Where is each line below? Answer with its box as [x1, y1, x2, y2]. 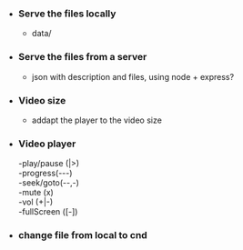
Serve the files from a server [17, 51, 147, 64]
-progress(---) [17, 167, 73, 179]
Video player [17, 137, 76, 150]
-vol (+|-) [17, 196, 54, 207]
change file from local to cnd [17, 229, 147, 242]
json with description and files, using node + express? [31, 71, 235, 82]
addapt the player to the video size [31, 115, 162, 125]
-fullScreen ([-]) [17, 206, 78, 217]
